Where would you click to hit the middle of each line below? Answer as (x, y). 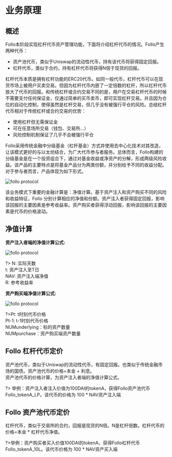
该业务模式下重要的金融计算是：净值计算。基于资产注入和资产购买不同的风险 (86, 192)
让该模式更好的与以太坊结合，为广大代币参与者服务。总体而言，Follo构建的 (84, 152)
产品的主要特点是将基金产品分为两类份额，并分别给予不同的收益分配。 (93, 165)
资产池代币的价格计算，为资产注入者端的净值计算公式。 (63, 377)
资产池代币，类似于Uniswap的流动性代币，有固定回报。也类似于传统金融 (82, 364)
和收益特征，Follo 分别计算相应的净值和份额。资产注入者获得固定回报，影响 (85, 198)
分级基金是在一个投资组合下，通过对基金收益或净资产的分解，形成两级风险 (84, 158)
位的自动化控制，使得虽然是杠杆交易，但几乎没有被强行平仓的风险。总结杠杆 (86, 105)
